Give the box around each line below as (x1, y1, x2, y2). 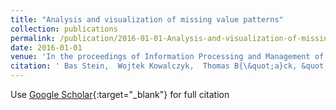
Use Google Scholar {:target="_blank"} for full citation (10, 89, 230, 100)
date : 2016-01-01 (10, 42, 83, 53)
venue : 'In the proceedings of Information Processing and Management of (10, 52, 325, 62)
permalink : (10, 33, 56, 43)
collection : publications (10, 24, 118, 34)
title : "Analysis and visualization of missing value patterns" (10, 14, 284, 25)
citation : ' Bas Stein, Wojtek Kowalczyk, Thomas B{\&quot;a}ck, (10, 61, 298, 71)
